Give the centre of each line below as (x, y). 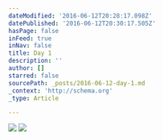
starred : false (34, 76)
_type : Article (34, 98)
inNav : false (30, 46)
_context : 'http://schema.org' (61, 91)
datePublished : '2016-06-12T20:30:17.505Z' (82, 23)
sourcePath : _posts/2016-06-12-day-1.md (77, 83)
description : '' (35, 61)
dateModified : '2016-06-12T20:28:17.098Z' (80, 16)
